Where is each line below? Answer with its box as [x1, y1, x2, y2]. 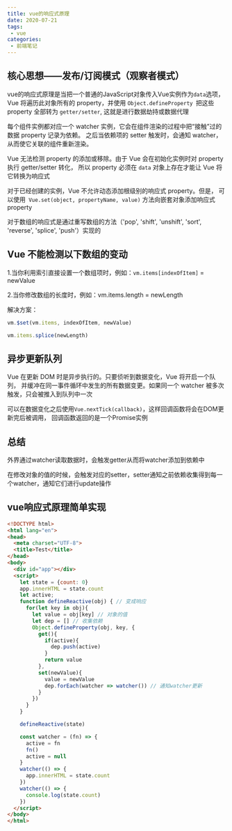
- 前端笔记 [10, 42, 38, 49]
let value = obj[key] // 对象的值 [32, 611, 128, 619]
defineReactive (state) [19, 721, 85, 728]
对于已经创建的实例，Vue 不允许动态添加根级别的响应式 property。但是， [7, 186, 217, 195]
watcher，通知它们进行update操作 [13, 479, 112, 488]
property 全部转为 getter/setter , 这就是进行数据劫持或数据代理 [7, 107, 189, 116]
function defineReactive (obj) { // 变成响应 [19, 598, 147, 605]
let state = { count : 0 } [19, 579, 89, 586]
